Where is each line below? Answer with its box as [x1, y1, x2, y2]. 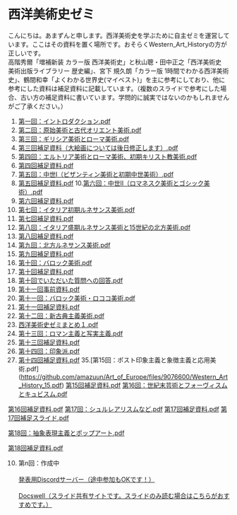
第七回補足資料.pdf [18, 214, 74, 223]
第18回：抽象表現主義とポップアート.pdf [8, 429, 125, 437]
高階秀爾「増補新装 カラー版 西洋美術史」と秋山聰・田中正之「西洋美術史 [8, 57, 221, 66]
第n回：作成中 [18, 458, 60, 467]
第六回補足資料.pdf [18, 196, 74, 205]
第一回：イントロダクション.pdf [18, 117, 111, 125]
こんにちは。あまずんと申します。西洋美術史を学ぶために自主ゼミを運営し [8, 31, 224, 40]
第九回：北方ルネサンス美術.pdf [18, 241, 111, 249]
